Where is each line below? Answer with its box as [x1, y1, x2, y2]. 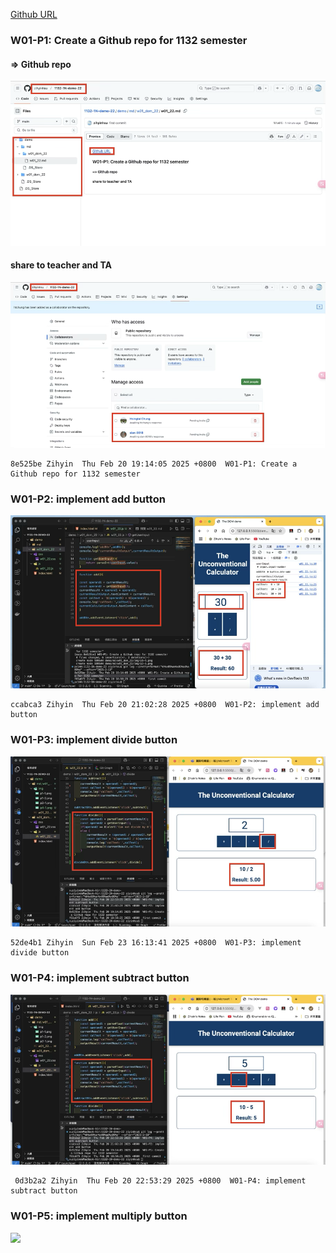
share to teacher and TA [10, 259, 113, 271]
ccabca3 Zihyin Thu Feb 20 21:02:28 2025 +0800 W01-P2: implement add [10, 700, 320, 710]
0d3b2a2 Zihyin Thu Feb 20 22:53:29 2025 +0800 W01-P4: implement [14, 1176, 307, 1186]
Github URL [10, 9, 58, 20]
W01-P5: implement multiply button [10, 1209, 188, 1223]
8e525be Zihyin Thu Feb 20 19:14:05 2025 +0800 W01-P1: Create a [10, 459, 298, 469]
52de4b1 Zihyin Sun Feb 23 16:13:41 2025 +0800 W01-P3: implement [10, 938, 302, 948]
